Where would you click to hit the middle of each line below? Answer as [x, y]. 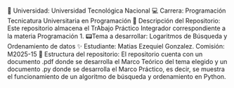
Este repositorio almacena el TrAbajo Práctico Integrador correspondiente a [117, 28]
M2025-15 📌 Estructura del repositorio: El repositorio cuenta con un [105, 54]
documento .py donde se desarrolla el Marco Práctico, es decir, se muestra [116, 69]
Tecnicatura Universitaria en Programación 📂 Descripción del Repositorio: [114, 21]
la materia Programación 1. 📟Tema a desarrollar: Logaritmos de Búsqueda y [117, 36]
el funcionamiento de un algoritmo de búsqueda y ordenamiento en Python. [117, 76]
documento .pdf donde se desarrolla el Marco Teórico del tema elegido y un [117, 62]
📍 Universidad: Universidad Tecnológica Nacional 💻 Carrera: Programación [117, 11]
